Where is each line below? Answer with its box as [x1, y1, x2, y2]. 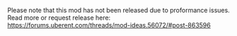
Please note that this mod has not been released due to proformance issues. [7, 6, 230, 14]
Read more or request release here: [7, 13, 111, 22]
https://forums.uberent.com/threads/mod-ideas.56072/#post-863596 [7, 21, 211, 29]
